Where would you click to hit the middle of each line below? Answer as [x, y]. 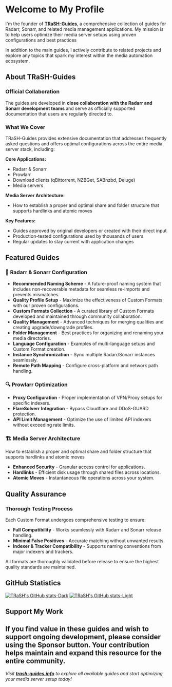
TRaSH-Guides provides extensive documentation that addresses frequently [86, 138]
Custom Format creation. [39, 349]
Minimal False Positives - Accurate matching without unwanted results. [89, 541]
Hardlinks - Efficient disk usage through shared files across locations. [87, 472]
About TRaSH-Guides [41, 77]
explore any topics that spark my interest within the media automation [79, 55]
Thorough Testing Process [39, 508]
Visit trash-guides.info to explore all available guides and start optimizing [84, 673]
